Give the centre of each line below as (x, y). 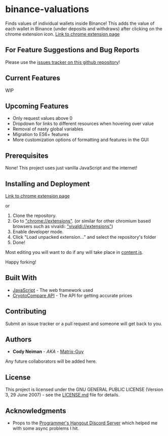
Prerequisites (27, 156)
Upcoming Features (37, 106)
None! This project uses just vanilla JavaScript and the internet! (71, 168)
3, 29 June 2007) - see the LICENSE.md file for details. (62, 395)
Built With (21, 278)
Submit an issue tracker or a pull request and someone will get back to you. (84, 323)
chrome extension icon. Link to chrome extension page (62, 34)
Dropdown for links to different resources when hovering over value (83, 124)
